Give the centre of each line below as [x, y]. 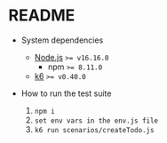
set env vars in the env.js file [96, 121]
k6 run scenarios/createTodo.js [94, 130]
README [42, 16]
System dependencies [62, 40]
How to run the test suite [66, 93]
